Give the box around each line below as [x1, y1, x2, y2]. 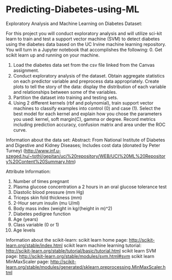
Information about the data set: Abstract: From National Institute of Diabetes [6, 137, 165, 143]
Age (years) [13, 216, 38, 222]
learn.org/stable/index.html [6, 242, 63, 248]
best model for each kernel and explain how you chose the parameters [13, 111, 162, 117]
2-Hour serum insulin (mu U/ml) [13, 200, 80, 206]
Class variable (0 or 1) [13, 221, 59, 227]
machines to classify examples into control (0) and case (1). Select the [13, 105, 161, 111]
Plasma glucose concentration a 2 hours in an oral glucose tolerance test [13, 184, 167, 190]
